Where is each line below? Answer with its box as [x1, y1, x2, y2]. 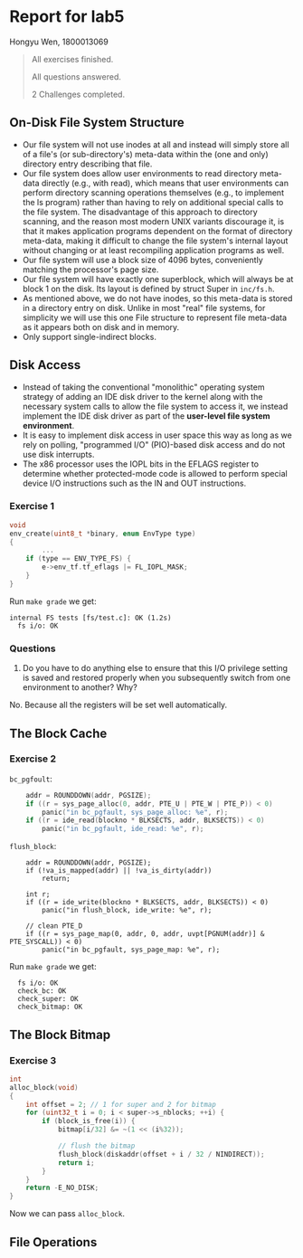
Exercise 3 [9, 1054, 57, 1066]
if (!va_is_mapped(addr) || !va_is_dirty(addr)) [25, 866, 213, 875]
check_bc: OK [17, 987, 67, 996]
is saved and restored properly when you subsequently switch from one [22, 672, 291, 684]
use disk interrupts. [22, 449, 95, 459]
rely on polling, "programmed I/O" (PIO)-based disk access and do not [22, 439, 286, 449]
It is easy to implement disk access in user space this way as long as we [22, 430, 292, 440]
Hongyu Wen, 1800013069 [9, 36, 109, 47]
